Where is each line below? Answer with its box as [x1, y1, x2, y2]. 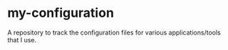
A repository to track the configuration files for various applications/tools [7, 28, 221, 37]
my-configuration [7, 5, 114, 21]
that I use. [7, 35, 37, 44]
